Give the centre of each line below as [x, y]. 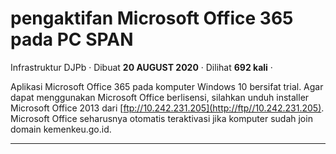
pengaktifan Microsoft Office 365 [152, 18]
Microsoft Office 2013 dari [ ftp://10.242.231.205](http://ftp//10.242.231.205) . [167, 108]
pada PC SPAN [72, 39]
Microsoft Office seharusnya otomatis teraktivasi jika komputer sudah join [161, 118]
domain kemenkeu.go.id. [61, 129]
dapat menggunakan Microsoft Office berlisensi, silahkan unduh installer [160, 97]
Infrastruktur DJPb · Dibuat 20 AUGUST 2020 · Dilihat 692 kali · [141, 67]
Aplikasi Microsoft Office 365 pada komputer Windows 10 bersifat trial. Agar [167, 86]
